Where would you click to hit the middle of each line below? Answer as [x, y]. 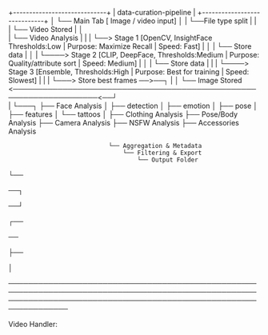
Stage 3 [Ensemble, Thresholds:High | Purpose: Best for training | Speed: [129, 72]
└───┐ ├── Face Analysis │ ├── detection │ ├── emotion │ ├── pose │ [135, 106]
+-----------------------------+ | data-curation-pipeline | [102, 12]
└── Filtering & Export [162, 153]
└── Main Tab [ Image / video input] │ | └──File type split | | [157, 21]
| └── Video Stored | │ [46, 29]
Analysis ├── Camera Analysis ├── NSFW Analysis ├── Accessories [124, 123]
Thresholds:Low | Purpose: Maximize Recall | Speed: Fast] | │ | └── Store [130, 46]
